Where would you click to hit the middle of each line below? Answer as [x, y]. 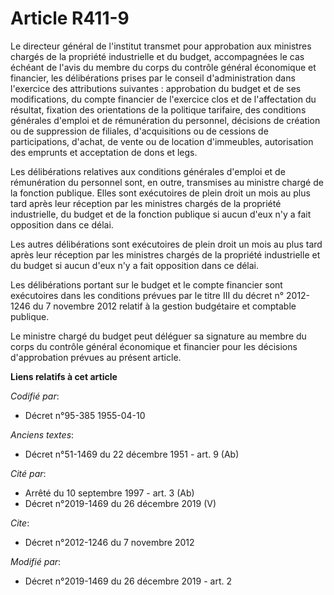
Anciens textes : [42, 434]
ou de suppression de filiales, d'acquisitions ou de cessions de [139, 131]
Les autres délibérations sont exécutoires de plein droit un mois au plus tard [166, 244]
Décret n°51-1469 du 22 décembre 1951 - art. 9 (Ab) [132, 454]
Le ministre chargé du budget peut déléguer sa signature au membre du [158, 336]
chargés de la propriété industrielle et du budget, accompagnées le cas [157, 56]
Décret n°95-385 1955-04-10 [85, 415]
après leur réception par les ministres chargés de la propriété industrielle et [165, 254]
